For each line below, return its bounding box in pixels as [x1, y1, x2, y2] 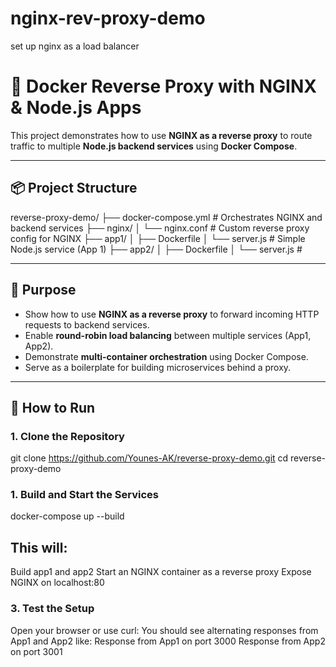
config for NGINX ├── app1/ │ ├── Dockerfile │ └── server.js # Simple [10, 232, 306, 244]
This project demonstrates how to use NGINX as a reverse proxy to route [10, 129, 313, 141]
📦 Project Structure [10, 180, 138, 197]
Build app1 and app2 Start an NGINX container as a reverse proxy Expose [10, 566, 312, 578]
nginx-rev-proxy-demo [10, 7, 206, 30]
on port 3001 [10, 645, 63, 657]
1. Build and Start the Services [10, 488, 159, 502]
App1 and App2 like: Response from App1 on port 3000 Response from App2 [10, 635, 326, 647]
